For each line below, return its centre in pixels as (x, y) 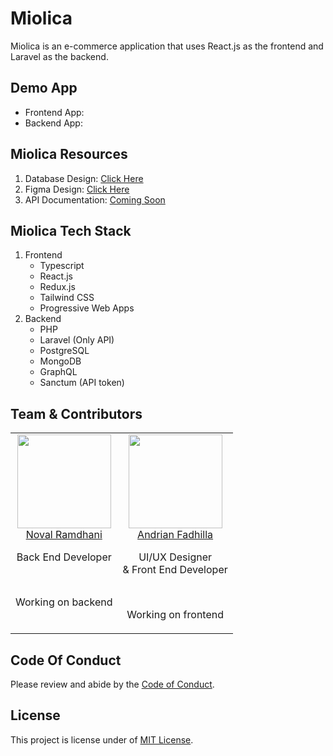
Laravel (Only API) (77, 340)
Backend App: (53, 123)
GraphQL (58, 372)
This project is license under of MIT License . (102, 739)
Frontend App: (54, 112)
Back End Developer (64, 557)
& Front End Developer (175, 570)
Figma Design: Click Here (77, 189)
